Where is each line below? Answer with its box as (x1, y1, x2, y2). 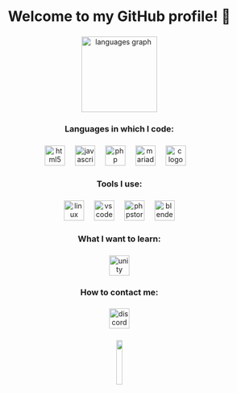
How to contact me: (80, 286, 159, 298)
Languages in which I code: (64, 123, 175, 135)
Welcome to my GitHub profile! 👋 (7, 7, 231, 26)
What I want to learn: (77, 233, 161, 245)
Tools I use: (96, 178, 143, 189)
